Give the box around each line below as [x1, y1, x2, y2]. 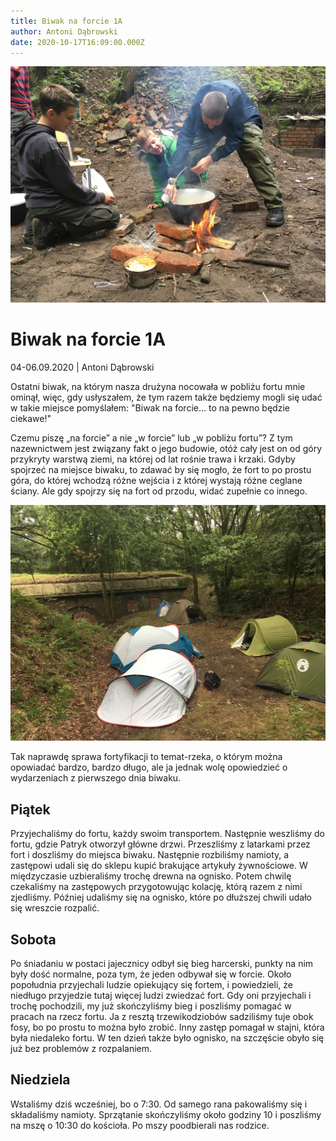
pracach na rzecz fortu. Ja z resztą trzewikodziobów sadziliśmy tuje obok [10, 1010, 314, 1022]
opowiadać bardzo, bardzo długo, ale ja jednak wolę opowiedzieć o [10, 761, 288, 774]
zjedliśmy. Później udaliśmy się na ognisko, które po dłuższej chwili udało [10, 891, 312, 904]
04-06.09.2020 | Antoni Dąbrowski [10, 361, 155, 373]
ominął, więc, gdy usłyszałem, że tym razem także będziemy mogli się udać [10, 391, 323, 403]
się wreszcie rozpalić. [10, 902, 100, 914]
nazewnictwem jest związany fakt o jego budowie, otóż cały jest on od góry [10, 442, 323, 454]
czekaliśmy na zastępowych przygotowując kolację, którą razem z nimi [10, 881, 303, 893]
